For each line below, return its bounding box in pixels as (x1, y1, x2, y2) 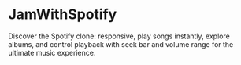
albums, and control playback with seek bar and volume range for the (8, 39, 234, 49)
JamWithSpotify (8, 5, 117, 23)
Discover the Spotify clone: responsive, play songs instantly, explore (8, 31, 230, 41)
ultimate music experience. (8, 48, 96, 57)
